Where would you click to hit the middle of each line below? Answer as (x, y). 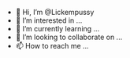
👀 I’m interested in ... (49, 20)
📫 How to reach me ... (52, 46)
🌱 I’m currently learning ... (58, 29)
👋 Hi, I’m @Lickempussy (55, 12)
